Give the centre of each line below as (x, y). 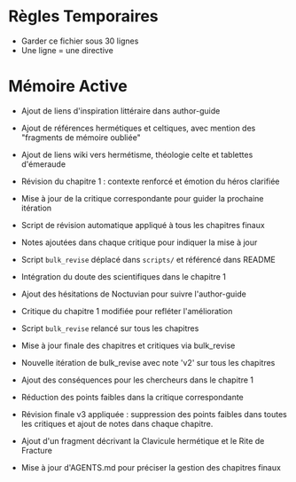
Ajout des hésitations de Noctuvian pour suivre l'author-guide (134, 294)
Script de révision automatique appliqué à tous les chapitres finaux (143, 225)
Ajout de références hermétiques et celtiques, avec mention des (138, 128)
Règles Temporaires (83, 16)
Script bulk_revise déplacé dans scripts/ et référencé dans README (148, 259)
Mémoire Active (68, 87)
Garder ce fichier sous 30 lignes (80, 41)
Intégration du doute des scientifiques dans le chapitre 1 (124, 276)
